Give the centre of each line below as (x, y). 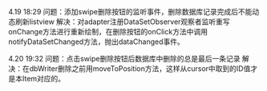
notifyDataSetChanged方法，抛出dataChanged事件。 (96, 42)
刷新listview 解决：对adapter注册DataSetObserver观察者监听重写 (122, 22)
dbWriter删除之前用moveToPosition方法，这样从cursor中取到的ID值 (140, 69)
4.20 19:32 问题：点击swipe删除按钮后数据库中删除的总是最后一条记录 (124, 59)
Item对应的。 (44, 79)
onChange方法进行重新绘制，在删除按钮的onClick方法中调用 (108, 32)
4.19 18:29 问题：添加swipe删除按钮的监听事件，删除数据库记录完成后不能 (130, 12)
